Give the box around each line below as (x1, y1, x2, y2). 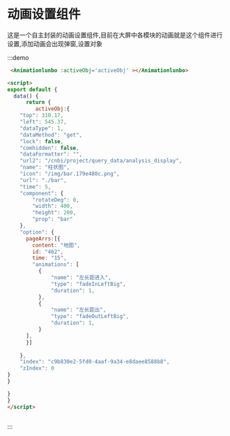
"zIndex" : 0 (20, 365, 54, 372)
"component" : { (20, 190, 64, 197)
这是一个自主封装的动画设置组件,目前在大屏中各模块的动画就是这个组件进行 (7, 31, 223, 39)
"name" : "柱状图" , (20, 164, 70, 171)
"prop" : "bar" (32, 216, 73, 223)
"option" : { (20, 228, 54, 236)
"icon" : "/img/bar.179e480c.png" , (20, 170, 120, 178)
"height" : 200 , (32, 209, 77, 216)
